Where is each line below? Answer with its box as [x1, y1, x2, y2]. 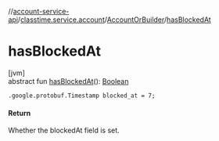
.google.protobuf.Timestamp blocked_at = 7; [8, 92, 156, 99]
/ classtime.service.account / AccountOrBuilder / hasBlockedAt [17, 15, 211, 24]
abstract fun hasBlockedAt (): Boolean [8, 76, 129, 85]
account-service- [13, 7, 70, 16]
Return [8, 108, 31, 117]
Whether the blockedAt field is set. [8, 125, 120, 136]
